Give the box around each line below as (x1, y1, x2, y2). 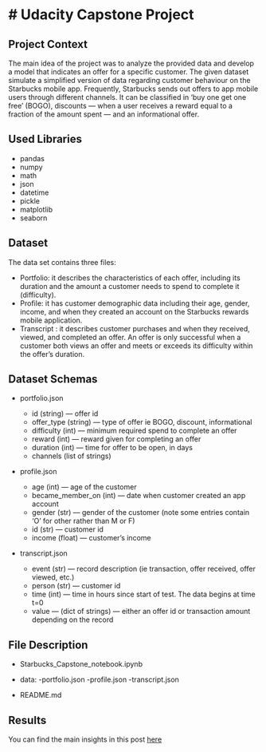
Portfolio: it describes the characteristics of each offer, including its (19, 273, 241, 283)
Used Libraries (8, 133, 82, 146)
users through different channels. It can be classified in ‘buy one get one (8, 93, 247, 101)
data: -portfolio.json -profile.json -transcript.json (19, 675, 179, 684)
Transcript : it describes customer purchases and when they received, (19, 323, 251, 333)
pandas (19, 153, 45, 163)
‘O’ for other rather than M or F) (31, 517, 135, 526)
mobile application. (19, 315, 83, 325)
